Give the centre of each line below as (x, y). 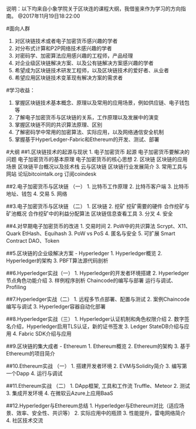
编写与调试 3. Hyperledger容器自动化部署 (56, 306)
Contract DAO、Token (33, 241)
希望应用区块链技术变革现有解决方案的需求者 (69, 78)
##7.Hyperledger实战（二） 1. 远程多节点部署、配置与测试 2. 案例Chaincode (98, 299)
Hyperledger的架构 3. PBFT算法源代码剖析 (57, 261)
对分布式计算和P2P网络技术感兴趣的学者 (63, 48)
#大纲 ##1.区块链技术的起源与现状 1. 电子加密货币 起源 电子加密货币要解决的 (98, 152)
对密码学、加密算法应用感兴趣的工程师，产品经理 (74, 56)
